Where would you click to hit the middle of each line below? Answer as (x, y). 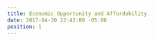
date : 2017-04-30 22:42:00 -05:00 (57, 20)
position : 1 (24, 26)
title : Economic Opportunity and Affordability (77, 14)
